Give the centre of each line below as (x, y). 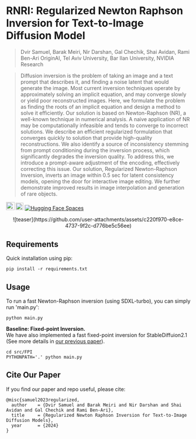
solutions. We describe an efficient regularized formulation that (96, 131)
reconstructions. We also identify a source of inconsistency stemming (104, 144)
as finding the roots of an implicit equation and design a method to (100, 107)
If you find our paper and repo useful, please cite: (66, 389)
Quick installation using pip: (39, 258)
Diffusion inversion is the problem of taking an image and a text (97, 76)
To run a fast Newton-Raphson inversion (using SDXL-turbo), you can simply (98, 301)
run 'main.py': (23, 307)
